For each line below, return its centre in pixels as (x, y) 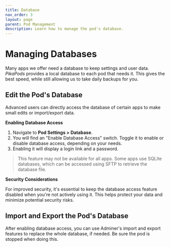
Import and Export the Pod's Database (67, 216)
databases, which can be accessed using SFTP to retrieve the (82, 164)
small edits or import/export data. (40, 113)
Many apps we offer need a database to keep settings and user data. (77, 68)
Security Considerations (32, 179)
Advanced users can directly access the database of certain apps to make (83, 107)
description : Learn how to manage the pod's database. (64, 29)
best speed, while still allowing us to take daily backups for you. (72, 79)
